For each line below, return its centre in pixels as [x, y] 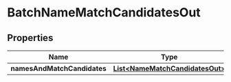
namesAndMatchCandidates [58, 68]
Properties [30, 38]
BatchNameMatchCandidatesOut [104, 13]
